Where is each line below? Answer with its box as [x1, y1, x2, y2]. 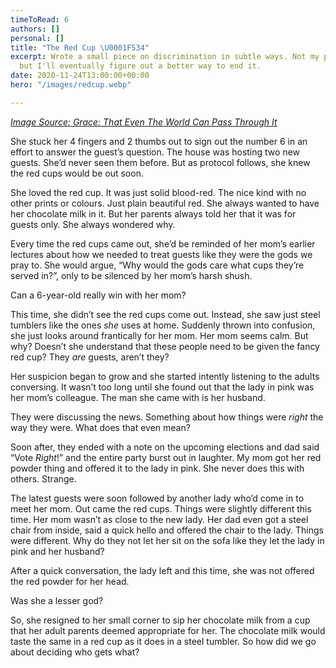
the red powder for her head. [10, 575, 130, 587]
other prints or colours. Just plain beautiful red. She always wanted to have [10, 197, 320, 209]
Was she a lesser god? [10, 594, 104, 606]
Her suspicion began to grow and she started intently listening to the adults [10, 370, 320, 382]
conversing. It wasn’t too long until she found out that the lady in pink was [10, 381, 315, 393]
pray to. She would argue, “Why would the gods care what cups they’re [10, 259, 305, 271]
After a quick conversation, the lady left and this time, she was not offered [10, 564, 315, 576]
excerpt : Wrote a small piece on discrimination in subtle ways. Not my [10, 52, 320, 62]
